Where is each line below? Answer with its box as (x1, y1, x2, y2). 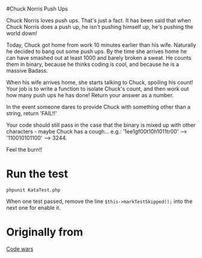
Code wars (6, 245, 34, 253)
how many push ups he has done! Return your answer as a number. (6, 92, 174, 98)
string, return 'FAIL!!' (6, 110, 57, 117)
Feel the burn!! (6, 146, 42, 153)
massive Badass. (6, 67, 48, 74)
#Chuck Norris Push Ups (6, 5, 68, 12)
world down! (6, 30, 37, 37)
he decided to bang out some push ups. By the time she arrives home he (6, 48, 187, 55)
